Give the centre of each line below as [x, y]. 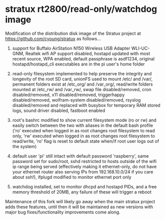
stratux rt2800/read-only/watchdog [81, 9]
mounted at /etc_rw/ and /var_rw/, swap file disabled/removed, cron [82, 89]
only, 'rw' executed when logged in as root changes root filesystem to [83, 136]
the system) [25, 146]
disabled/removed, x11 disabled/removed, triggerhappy [68, 95]
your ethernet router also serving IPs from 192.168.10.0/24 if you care [83, 171]
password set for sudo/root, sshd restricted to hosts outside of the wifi [84, 161]
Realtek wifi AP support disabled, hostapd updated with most [88, 54]
